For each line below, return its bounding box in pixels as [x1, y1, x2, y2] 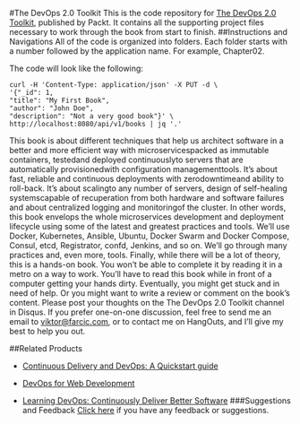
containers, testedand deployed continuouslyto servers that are [9, 154, 244, 165]
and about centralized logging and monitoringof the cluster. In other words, [9, 202, 287, 212]
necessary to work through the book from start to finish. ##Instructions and [9, 27, 288, 37]
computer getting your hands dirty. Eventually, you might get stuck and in [9, 278, 280, 289]
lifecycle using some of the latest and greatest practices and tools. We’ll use [9, 221, 290, 231]
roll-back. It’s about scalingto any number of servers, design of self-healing [9, 183, 288, 194]
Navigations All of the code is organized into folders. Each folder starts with [9, 36, 288, 47]
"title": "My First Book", [9, 96, 110, 105]
